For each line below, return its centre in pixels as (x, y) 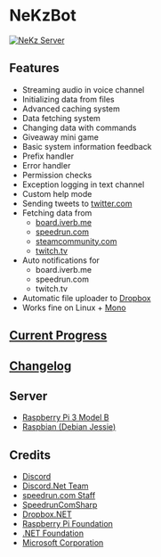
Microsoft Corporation (63, 543)
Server (28, 396)
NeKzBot (43, 16)
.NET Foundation (53, 533)
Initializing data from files (68, 99)
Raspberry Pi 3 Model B (65, 418)
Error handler (46, 165)
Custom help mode (57, 193)
